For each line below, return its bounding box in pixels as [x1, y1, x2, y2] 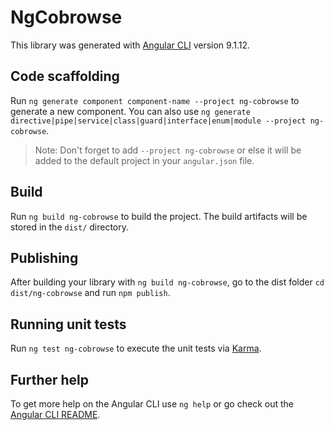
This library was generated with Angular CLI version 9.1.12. [10, 39, 250, 51]
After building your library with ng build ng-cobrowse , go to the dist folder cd [10, 276, 325, 288]
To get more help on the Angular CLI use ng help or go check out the [10, 398, 294, 410]
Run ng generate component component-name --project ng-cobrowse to [10, 94, 300, 106]
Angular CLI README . [10, 409, 101, 420]
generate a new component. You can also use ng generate [10, 105, 251, 117]
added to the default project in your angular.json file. [34, 154, 255, 166]
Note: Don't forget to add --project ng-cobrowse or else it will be [34, 144, 302, 156]
